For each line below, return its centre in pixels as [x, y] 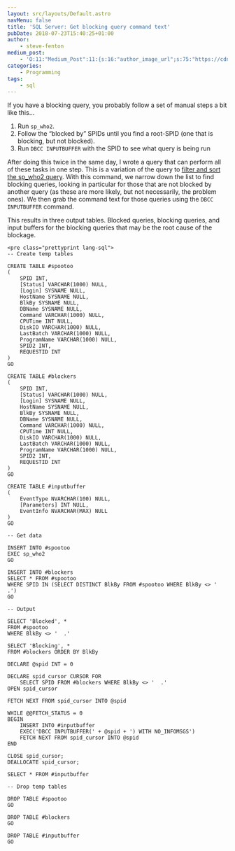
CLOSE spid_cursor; [36, 757]
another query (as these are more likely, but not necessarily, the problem [112, 192]
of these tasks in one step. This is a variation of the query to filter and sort [114, 169]
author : [19, 40]
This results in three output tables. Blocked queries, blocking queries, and [114, 220]
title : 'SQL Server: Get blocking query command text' [89, 27]
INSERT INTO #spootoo [39, 548]
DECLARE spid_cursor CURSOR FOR [54, 677]
